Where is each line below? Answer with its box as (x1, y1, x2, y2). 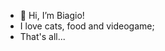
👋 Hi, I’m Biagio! (19, 10, 85, 21)
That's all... (19, 31, 66, 42)
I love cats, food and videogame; (19, 20, 155, 32)
